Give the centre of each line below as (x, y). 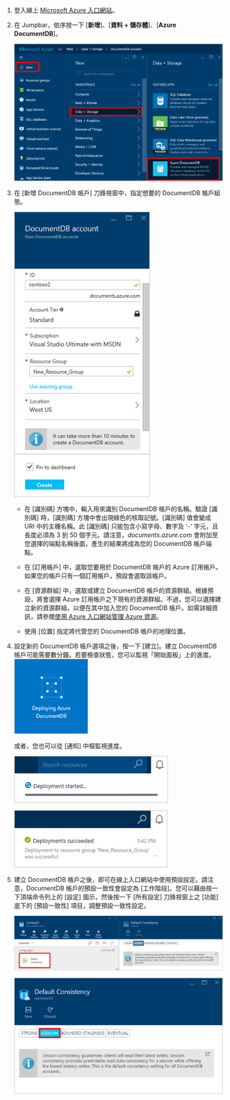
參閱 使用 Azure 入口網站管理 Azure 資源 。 (103, 617)
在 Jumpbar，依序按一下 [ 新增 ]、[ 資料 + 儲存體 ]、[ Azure (95, 25)
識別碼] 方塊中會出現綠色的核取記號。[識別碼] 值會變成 (133, 518)
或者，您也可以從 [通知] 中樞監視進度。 (69, 746)
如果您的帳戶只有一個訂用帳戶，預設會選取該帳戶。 (97, 576)
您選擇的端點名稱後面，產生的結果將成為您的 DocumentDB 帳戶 (115, 544)
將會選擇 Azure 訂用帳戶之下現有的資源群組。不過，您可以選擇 (126, 599)
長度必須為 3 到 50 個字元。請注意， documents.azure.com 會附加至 (121, 535)
